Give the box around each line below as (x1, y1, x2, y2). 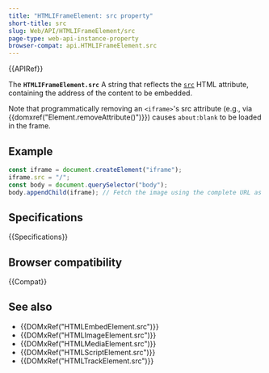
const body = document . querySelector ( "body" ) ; (8, 181, 168, 189)
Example (8, 145, 53, 158)
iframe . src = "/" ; (8, 173, 70, 182)
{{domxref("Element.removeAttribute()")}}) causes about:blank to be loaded (8, 112, 262, 122)
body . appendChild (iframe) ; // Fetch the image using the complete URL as (8, 188, 263, 196)
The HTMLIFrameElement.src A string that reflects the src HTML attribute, (8, 80, 249, 90)
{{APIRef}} (8, 64, 44, 73)
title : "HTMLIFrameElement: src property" (8, 11, 153, 20)
